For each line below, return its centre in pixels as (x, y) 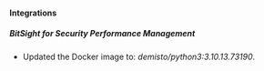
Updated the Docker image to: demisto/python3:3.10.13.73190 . (139, 56)
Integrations (33, 13)
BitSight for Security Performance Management (102, 34)
